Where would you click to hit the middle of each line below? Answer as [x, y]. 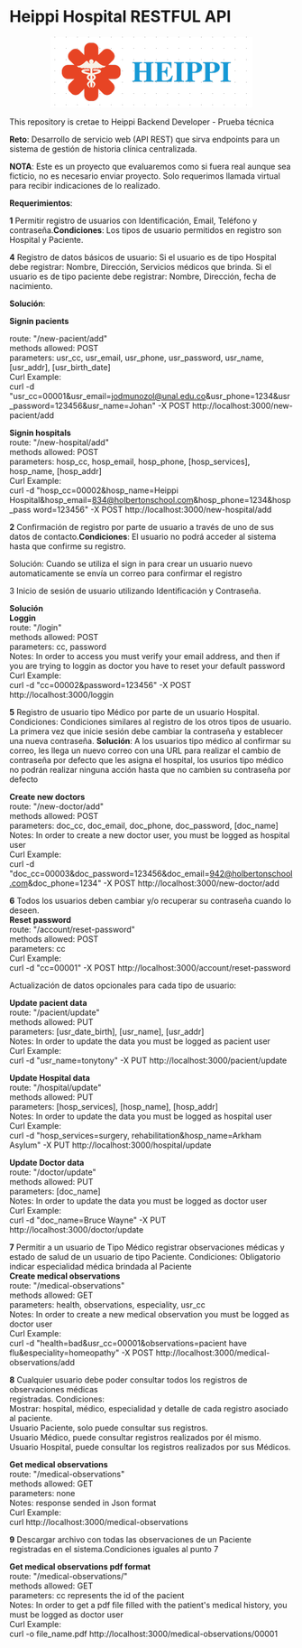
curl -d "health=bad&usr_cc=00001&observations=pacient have [128, 1343]
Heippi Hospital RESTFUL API [120, 17]
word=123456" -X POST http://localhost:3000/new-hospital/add [152, 509]
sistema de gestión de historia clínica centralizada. [103, 149]
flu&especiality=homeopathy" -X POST [82, 1353]
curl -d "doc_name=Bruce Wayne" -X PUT [88, 1220]
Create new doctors [47, 796]
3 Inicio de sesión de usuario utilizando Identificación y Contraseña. [135, 591]
